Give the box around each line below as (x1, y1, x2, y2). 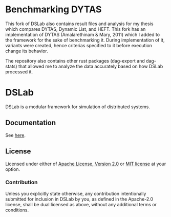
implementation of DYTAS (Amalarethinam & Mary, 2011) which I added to (5, 31, 160, 37)
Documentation (5, 119, 56, 127)
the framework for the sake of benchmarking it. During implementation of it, (5, 37, 165, 43)
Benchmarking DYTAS (5, 4, 102, 15)
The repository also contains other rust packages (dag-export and (5, 57, 145, 64)
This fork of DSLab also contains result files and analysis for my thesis (5, 21, 154, 27)
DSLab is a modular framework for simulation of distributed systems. (5, 104, 150, 110)
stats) (5, 63, 17, 69)
